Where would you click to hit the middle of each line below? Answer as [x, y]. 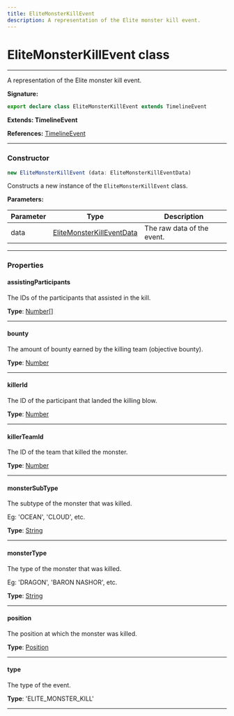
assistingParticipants [39, 282]
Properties [25, 266]
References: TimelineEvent [46, 134]
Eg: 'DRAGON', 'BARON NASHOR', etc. [62, 582]
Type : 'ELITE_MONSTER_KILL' [50, 699]
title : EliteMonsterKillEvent [51, 14]
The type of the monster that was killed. [64, 568]
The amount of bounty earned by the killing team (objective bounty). [105, 349]
